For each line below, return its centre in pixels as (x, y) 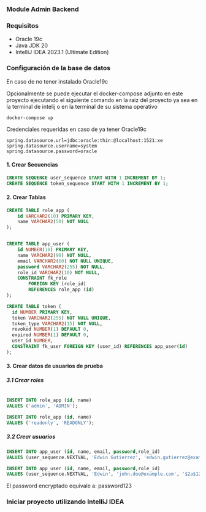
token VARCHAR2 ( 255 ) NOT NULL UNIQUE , (62, 318)
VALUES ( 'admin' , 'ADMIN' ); (42, 406)
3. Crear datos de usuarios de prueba (55, 366)
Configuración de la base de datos (59, 68)
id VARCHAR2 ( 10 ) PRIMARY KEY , (56, 216)
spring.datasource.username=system (52, 146)
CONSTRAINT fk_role (42, 278)
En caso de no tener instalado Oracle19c (57, 81)
